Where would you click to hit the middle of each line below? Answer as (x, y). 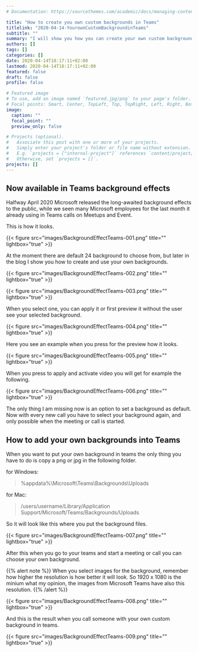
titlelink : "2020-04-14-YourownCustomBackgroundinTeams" (77, 28)
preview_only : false (37, 126)
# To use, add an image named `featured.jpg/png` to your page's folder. (99, 99)
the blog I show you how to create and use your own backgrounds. (87, 262)
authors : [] (21, 44)
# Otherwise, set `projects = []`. (52, 159)
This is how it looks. (30, 226)
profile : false (25, 83)
